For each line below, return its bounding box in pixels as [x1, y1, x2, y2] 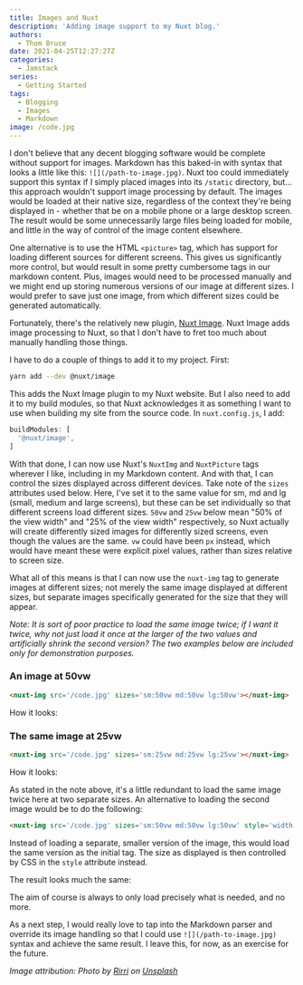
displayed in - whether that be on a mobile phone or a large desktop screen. [9, 206, 292, 216]
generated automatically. [9, 300, 102, 311]
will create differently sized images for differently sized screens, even [9, 526, 269, 536]
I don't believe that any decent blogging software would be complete [9, 148, 266, 159]
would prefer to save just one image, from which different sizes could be [9, 291, 279, 301]
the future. [9, 948, 49, 959]
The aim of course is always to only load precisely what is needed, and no [9, 892, 286, 903]
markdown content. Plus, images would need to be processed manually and [9, 271, 292, 282]
